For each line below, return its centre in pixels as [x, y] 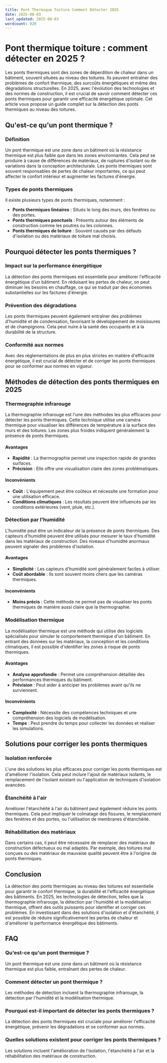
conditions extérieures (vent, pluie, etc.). [54, 507]
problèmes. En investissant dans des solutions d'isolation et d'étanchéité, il [82, 912]
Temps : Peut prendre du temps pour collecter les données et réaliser [84, 723]
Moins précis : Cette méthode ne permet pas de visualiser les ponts [82, 602]
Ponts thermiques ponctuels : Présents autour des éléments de [78, 220]
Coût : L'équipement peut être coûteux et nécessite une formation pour [85, 491]
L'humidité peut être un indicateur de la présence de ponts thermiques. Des [83, 531]
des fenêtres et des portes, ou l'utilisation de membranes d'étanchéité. [78, 819]
